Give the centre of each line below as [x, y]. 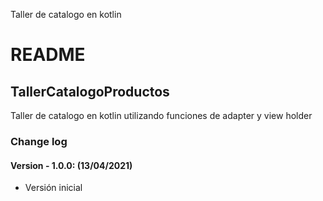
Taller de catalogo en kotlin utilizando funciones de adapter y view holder [161, 115]
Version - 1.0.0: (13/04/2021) [71, 165]
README [48, 55]
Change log [39, 141]
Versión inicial [53, 188]
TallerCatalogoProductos [90, 91]
